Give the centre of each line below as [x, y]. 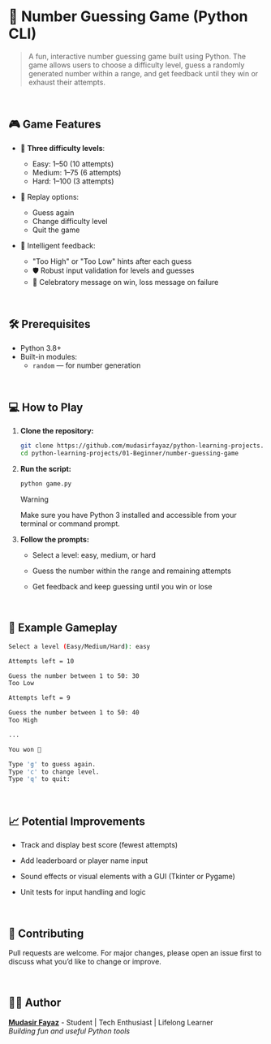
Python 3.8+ [41, 347]
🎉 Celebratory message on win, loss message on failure [125, 282]
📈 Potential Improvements [77, 821]
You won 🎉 [25, 749]
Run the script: [45, 469]
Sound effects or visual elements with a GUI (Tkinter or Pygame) [127, 877]
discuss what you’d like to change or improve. [85, 961]
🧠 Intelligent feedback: [58, 245]
